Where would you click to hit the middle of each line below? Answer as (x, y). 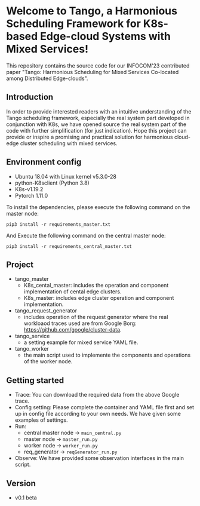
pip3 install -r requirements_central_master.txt (69, 246)
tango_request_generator (46, 311)
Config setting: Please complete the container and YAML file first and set (104, 407)
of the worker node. (48, 361)
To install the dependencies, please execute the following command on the (98, 207)
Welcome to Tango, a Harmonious (92, 11)
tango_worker (32, 349)
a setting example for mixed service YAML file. (81, 342)
